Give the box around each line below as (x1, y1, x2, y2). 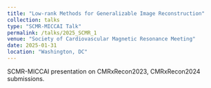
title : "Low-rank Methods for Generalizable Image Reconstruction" (7, 10, 205, 17)
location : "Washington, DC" (7, 49, 88, 56)
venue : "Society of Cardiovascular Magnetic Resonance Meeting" (7, 36, 196, 43)
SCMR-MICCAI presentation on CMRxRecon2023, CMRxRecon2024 (7, 67, 201, 76)
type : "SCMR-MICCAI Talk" (7, 23, 81, 30)
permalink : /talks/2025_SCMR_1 (7, 29, 97, 36)
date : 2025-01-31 (7, 42, 57, 49)
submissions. (7, 74, 45, 82)
